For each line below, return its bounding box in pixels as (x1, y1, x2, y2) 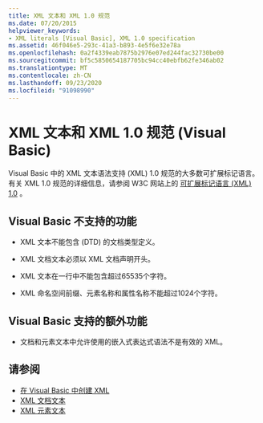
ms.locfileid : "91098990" (8, 86, 95, 95)
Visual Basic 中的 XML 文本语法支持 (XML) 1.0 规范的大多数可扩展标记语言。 (8, 169, 259, 178)
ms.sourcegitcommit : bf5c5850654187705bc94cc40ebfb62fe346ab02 (8, 57, 225, 65)
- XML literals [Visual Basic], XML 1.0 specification (8, 34, 196, 43)
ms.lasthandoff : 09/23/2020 (8, 79, 103, 87)
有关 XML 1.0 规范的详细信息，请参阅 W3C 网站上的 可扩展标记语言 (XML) (8, 178, 252, 189)
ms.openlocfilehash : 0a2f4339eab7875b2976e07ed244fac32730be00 (8, 49, 225, 57)
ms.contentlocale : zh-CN (8, 71, 91, 79)
